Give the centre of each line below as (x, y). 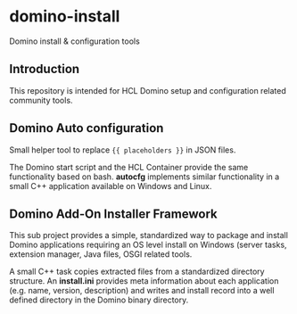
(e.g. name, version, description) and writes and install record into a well (142, 291)
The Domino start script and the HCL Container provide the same (129, 167)
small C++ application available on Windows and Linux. (111, 186)
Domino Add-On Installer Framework (113, 214)
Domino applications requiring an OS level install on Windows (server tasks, (148, 245)
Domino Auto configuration (87, 128)
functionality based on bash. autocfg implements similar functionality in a (144, 177)
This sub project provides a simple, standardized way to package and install (148, 235)
